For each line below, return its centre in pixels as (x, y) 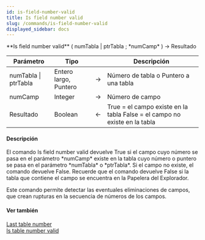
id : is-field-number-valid (41, 12)
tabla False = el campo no (144, 115)
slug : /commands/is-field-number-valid (57, 23)
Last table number (29, 224)
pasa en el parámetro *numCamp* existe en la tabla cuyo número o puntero (102, 159)
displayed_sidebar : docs (38, 29)
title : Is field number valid (45, 18)
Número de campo (134, 97)
